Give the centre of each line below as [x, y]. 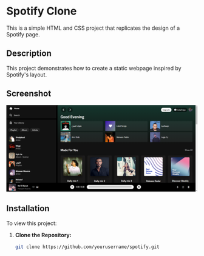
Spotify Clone [42, 11]
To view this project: [32, 223]
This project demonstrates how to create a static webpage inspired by [94, 68]
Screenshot [29, 94]
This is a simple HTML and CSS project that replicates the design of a [93, 28]
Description [29, 54]
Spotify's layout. [27, 75]
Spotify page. [23, 34]
